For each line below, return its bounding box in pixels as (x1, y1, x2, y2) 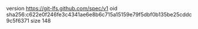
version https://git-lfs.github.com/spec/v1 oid (6, 5, 118, 12)
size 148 (31, 17, 51, 24)
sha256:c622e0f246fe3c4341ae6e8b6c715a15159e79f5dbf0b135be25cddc (6, 11, 193, 18)
